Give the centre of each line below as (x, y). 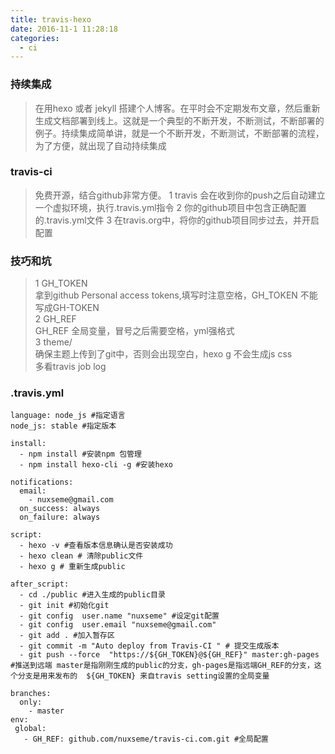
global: (30, 729)
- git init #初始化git (64, 606)
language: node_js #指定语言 (68, 416)
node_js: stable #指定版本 (63, 426)
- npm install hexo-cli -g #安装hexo (96, 465)
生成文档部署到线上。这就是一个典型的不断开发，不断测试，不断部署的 (179, 120)
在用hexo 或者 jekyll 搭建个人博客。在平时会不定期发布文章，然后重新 (177, 108)
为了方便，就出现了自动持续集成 (100, 145)
